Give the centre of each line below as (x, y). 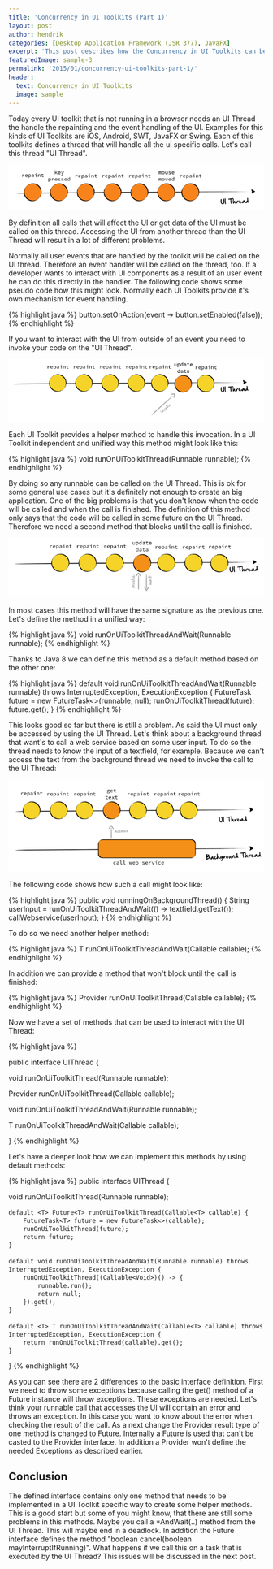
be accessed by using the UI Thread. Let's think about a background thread (135, 734)
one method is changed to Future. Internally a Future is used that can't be (131, 1433)
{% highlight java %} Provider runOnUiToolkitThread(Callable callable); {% (133, 998)
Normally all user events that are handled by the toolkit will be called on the (134, 255)
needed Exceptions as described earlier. (76, 1451)
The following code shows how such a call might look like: (106, 885)
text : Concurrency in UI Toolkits (74, 85)
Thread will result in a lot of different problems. (87, 240)
